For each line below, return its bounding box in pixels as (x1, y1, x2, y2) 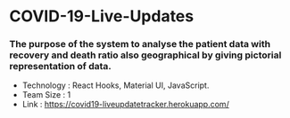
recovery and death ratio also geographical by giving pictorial (9, 49, 282, 61)
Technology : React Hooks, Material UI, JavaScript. (21, 80, 210, 90)
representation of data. (9, 60, 112, 73)
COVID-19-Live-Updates (9, 6, 195, 27)
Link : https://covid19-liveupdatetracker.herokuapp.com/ (21, 99, 229, 110)
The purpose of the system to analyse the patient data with (9, 38, 270, 51)
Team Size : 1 (21, 90, 71, 100)
